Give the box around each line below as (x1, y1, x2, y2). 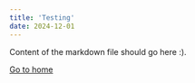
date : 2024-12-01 (9, 22, 75, 31)
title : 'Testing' (9, 13, 75, 23)
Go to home (9, 64, 54, 75)
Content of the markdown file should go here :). (9, 46, 188, 57)
